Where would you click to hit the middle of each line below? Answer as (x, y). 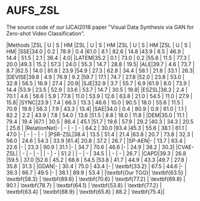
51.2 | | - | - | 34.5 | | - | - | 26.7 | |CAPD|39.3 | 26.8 (124, 153)
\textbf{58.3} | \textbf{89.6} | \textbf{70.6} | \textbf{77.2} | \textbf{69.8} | (96, 179)
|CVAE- (185, 147)
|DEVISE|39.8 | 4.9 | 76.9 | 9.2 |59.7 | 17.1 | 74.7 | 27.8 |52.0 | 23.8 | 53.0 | (95, 77)
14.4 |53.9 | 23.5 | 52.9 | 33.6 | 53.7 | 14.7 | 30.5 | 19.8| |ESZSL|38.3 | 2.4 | (97, 89)
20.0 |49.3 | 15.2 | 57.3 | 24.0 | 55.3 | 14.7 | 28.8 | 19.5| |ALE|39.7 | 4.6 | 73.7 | (100, 64)
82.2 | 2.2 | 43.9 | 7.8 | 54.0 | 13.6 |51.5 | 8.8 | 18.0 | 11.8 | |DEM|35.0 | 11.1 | (97, 115)
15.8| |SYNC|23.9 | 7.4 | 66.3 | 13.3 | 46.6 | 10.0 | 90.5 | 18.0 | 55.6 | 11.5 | (95, 102)
